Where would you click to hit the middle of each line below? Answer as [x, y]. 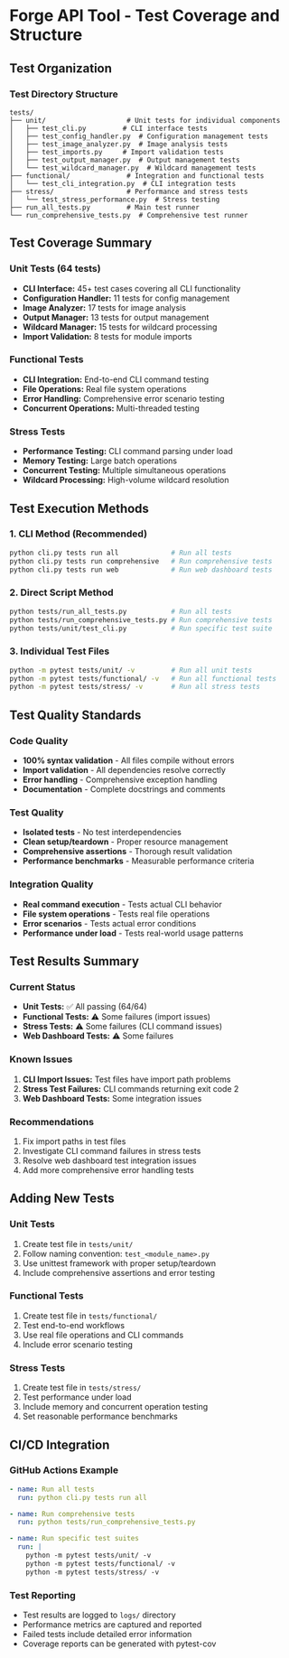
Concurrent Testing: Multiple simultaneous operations [124, 470]
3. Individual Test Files [60, 651]
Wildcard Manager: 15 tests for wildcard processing [120, 327]
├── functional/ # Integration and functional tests [137, 176]
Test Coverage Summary [81, 243]
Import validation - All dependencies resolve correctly [124, 770]
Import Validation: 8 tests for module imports [107, 336]
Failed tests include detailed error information [107, 1635]
